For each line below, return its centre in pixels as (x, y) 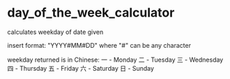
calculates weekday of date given (55, 32)
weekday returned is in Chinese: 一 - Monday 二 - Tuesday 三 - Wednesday (115, 60)
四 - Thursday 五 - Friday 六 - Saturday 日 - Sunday (81, 68)
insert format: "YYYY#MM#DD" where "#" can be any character (99, 45)
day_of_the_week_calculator (91, 13)
